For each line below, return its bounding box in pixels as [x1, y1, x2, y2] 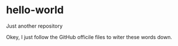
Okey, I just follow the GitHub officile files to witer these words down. [6, 33, 173, 40]
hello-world [6, 3, 64, 17]
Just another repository [6, 22, 63, 29]
